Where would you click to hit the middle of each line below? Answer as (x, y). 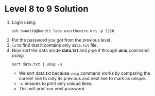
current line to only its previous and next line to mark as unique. (82, 78)
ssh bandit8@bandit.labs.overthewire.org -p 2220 (63, 31)
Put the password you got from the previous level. (61, 40)
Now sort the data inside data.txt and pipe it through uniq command (80, 50)
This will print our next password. (52, 88)
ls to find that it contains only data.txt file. (55, 45)
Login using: (24, 22)
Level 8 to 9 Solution (46, 9)
